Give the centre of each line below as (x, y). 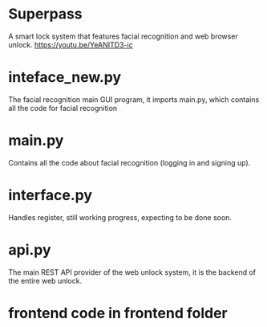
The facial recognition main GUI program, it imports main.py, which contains (134, 99)
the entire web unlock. (45, 280)
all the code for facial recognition (63, 108)
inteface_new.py (65, 78)
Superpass (45, 14)
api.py (30, 249)
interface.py (50, 195)
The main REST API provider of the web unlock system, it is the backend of (132, 272)
